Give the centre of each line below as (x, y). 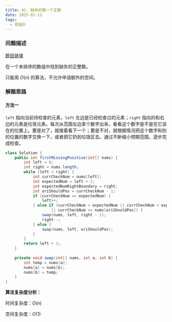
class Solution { (24, 153)
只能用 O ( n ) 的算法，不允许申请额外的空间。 (52, 77)
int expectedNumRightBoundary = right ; (75, 186)
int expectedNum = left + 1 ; (64, 181)
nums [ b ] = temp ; (41, 272)
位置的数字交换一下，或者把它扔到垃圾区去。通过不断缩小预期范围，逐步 (86, 137)
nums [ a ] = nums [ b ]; (45, 268)
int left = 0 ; (39, 162)
